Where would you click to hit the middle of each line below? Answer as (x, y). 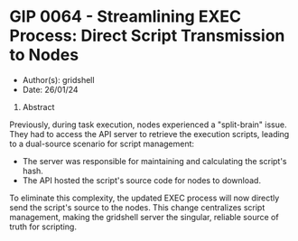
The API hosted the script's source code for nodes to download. (142, 180)
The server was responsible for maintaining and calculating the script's (154, 161)
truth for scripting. (43, 227)
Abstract (38, 107)
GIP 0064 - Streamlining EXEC (126, 17)
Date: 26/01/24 (50, 89)
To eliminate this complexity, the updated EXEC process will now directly (144, 198)
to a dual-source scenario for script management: (102, 144)
